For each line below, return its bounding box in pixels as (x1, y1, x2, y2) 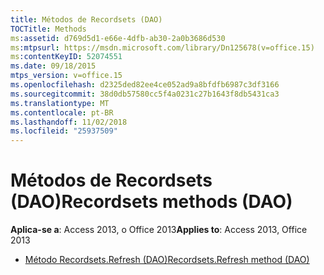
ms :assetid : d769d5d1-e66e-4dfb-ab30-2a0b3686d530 (10, 33, 226, 43)
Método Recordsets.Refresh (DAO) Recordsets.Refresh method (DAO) (24, 254, 310, 266)
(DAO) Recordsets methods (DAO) (10, 191, 293, 213)
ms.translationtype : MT (10, 98, 110, 108)
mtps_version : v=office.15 (10, 71, 123, 81)
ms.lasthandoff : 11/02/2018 (10, 117, 128, 127)
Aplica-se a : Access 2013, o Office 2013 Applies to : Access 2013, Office (10, 224, 308, 236)
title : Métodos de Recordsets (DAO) (10, 14, 163, 25)
